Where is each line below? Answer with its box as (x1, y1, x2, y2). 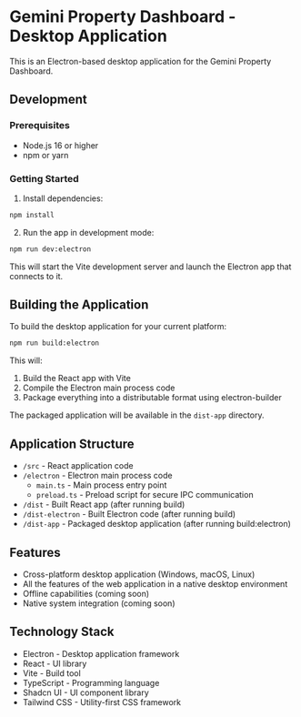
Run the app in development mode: (22, 227, 155, 237)
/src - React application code (22, 460, 134, 471)
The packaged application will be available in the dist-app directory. (9, 409, 265, 420)
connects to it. (9, 270, 64, 281)
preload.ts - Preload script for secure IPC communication (35, 490, 254, 500)
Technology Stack (9, 624, 115, 640)
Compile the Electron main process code (22, 382, 176, 393)
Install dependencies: (22, 193, 104, 204)
